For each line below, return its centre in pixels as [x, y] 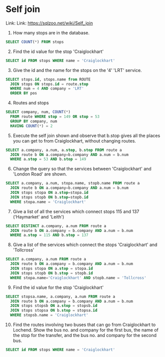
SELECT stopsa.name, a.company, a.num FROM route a [60, 296]
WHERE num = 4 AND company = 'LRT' [47, 88]
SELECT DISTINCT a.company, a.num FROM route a [56, 226]
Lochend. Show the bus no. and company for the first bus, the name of [85, 330]
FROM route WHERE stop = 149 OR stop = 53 [55, 117]
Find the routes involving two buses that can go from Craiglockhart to [84, 325]
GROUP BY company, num [34, 121]
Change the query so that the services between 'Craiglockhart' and [82, 169]
